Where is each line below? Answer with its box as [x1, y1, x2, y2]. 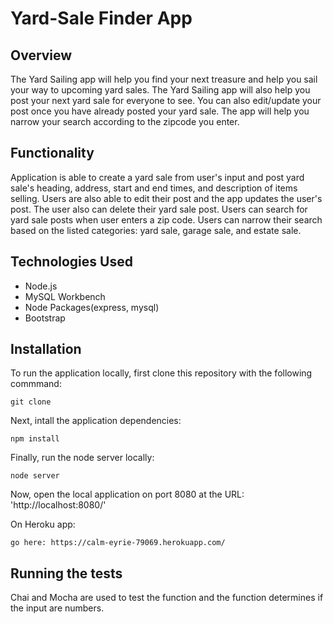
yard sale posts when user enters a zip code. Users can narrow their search [10, 213, 323, 226]
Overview [10, 47, 73, 64]
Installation [10, 341, 82, 358]
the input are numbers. [10, 602, 105, 614]
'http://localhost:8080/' [10, 499, 107, 511]
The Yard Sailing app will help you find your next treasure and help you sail [10, 73, 318, 85]
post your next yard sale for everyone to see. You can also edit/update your [10, 95, 322, 106]
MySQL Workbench [24, 290, 106, 302]
